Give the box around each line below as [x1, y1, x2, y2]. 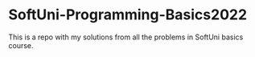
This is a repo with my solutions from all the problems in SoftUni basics [8, 32, 244, 42]
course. [8, 40, 34, 50]
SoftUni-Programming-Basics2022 [8, 6, 248, 24]
